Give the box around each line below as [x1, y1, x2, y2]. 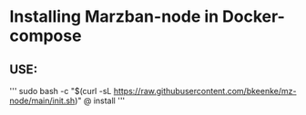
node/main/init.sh [9, 95, 76, 106]
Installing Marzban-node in [9, 6, 219, 27]
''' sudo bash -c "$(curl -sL [9, 86, 112, 96]
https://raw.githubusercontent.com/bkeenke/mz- [113, 86, 297, 96]
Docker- [221, 6, 285, 27]
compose [9, 25, 82, 46]
